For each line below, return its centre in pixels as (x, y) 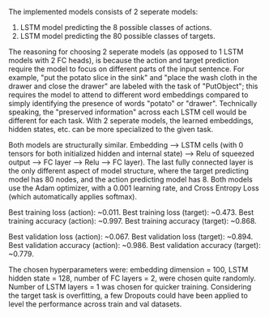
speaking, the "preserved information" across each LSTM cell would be (128, 112)
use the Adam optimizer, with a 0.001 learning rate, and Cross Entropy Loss (134, 188)
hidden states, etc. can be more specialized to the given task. (111, 129)
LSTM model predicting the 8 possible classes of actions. (116, 27)
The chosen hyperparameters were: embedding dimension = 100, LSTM (128, 270)
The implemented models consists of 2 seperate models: (103, 12)
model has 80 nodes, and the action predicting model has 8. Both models (130, 179)
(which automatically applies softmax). (73, 197)
